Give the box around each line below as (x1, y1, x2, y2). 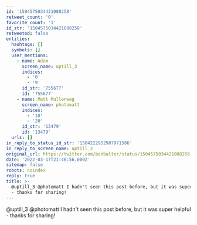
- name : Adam (16, 58, 49, 64)
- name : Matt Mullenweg (16, 96, 75, 102)
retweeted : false (6, 31, 49, 37)
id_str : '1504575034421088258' (6, 25, 83, 31)
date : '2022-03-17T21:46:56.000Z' (6, 157, 91, 163)
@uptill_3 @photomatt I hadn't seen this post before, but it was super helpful (6, 206, 191, 213)
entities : (6, 36, 30, 42)
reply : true (6, 173, 35, 179)
